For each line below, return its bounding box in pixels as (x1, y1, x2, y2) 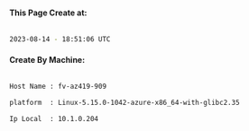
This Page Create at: (9, 7, 88, 18)
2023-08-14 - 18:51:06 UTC (9, 35, 111, 44)
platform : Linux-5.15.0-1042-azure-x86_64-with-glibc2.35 (9, 99, 241, 108)
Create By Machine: (9, 54, 86, 65)
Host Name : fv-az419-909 (9, 82, 106, 92)
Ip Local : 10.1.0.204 (9, 115, 99, 124)
